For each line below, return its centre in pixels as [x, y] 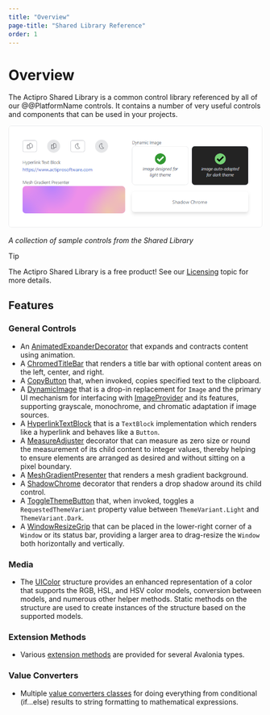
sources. [35, 415]
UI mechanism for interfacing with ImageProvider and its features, [129, 397]
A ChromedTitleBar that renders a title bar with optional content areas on [141, 363]
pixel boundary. [46, 466]
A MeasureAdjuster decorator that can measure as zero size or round [135, 441]
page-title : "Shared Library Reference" [77, 25]
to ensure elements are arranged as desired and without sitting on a [133, 458]
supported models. [51, 617]
